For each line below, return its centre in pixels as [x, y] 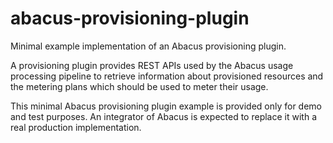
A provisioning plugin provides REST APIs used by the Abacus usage [152, 65]
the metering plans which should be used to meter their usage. [139, 86]
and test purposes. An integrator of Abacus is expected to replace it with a [163, 116]
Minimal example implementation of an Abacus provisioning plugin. [148, 46]
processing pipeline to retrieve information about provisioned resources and [167, 76]
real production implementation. [76, 127]
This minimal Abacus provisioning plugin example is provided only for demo [166, 106]
